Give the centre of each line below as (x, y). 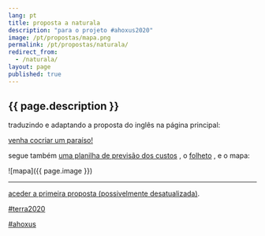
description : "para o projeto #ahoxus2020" (81, 30)
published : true (35, 74)
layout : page (30, 67)
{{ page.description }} (64, 106)
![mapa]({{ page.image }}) (50, 171)
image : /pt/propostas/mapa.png (60, 37)
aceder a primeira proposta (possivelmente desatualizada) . (104, 193)
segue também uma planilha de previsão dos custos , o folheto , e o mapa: (129, 155)
